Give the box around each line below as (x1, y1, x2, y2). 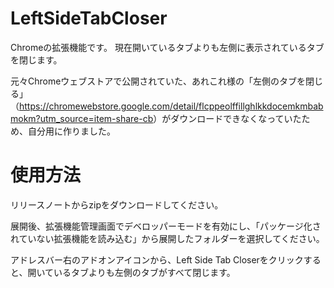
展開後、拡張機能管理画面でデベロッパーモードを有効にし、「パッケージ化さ (10, 220, 322, 232)
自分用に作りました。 (27, 125, 116, 137)
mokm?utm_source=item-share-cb (10, 112, 154, 124)
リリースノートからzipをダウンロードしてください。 (10, 198, 224, 211)
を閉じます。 (10, 53, 63, 66)
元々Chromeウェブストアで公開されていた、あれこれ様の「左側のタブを (10, 75, 306, 87)
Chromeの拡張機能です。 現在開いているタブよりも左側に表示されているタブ (10, 41, 325, 53)
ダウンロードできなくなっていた (170, 112, 302, 124)
